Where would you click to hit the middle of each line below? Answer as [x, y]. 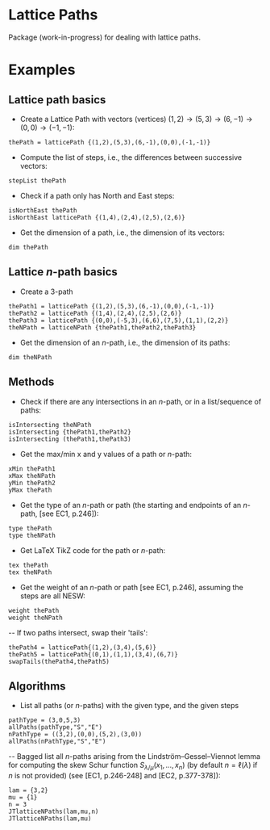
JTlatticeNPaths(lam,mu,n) [54, 812]
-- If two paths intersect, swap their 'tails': [78, 632]
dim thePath [28, 247]
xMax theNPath [32, 476]
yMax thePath [30, 490]
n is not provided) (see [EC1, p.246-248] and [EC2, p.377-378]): [114, 776]
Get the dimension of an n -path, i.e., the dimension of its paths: [125, 342]
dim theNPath [30, 357]
